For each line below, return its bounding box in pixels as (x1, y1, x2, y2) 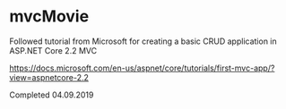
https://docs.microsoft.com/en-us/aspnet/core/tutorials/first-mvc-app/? (9, 63, 275, 73)
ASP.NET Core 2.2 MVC (9, 45, 97, 55)
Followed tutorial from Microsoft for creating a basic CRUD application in (9, 36, 278, 46)
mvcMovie (9, 6, 90, 27)
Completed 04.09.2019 (9, 89, 94, 100)
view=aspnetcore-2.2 (9, 71, 90, 82)
